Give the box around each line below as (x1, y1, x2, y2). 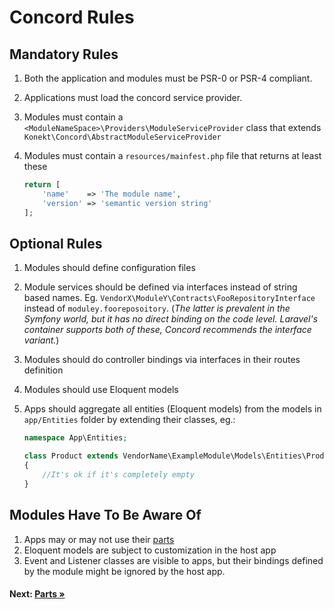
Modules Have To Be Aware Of (9, 507, 202, 524)
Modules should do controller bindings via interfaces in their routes (23, 354, 301, 366)
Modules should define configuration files (23, 262, 196, 274)
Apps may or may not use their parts (23, 533, 175, 545)
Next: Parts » (9, 588, 66, 600)
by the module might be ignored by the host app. (23, 565, 226, 577)
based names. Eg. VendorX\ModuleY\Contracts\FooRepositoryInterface (23, 292, 316, 304)
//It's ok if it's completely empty (42, 469, 195, 480)
